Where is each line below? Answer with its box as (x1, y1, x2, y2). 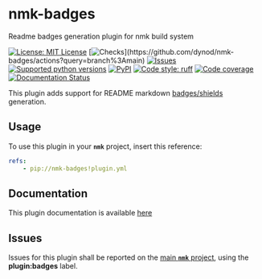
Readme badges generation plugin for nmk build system (8, 31, 194, 41)
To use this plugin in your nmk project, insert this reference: (8, 142, 203, 151)
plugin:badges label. (8, 261, 78, 271)
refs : (8, 157, 27, 165)
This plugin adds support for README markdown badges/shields (8, 88, 223, 97)
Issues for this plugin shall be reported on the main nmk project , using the (8, 252, 249, 262)
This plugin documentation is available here (8, 208, 153, 218)
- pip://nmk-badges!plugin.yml (23, 164, 128, 173)
